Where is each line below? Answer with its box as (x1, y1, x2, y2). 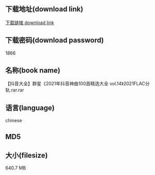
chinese (5, 118, 22, 124)
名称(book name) (5, 66, 61, 75)
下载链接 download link (5, 20, 54, 26)
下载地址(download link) (5, 5, 84, 14)
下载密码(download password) (5, 36, 104, 45)
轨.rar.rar (5, 87, 24, 93)
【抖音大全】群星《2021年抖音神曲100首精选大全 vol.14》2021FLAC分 (5, 81, 150, 87)
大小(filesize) (5, 151, 48, 160)
